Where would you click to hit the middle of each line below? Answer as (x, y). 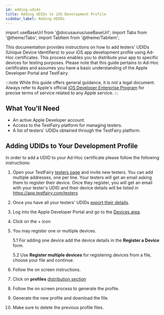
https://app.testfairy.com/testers (45, 193)
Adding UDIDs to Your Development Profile (72, 146)
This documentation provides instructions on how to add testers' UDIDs (77, 47)
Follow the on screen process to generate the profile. (66, 288)
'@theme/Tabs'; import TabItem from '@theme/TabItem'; (62, 38)
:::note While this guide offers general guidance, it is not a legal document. (80, 83)
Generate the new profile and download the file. (61, 298)
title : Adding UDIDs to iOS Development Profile (56, 14)
